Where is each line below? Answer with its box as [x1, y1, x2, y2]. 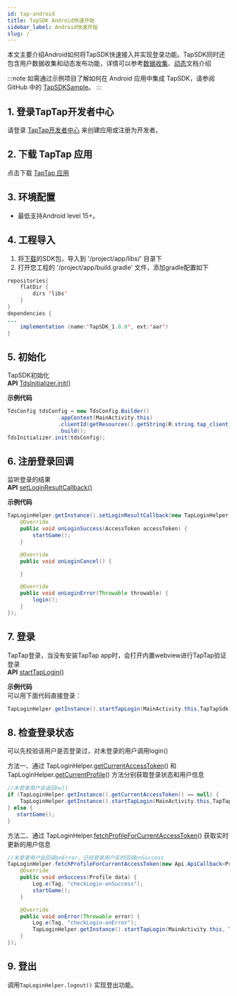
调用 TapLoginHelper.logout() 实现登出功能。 [7, 980, 138, 989]
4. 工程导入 [7, 234, 56, 246]
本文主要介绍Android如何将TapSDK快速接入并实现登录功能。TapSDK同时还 [7, 50, 226, 59]
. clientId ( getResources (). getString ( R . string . [57, 421, 197, 428]
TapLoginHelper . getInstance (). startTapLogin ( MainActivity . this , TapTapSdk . [7, 705, 232, 713]
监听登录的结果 [7, 475, 51, 484]
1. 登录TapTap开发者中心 [7, 105, 114, 117]
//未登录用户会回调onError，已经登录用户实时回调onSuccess [7, 854, 164, 861]
